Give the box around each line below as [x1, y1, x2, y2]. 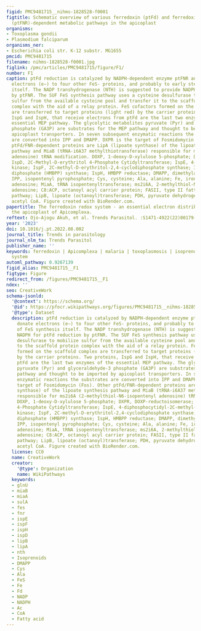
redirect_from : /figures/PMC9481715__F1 [6, 276, 109, 282]
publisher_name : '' [6, 243, 55, 249]
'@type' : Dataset [11, 310, 55, 316]
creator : [11, 460, 33, 466]
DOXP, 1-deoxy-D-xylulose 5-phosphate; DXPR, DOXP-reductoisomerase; [17, 399, 194, 405]
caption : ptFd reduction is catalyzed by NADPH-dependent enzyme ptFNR [6, 76, 188, 81]
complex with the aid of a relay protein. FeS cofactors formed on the [11, 103, 194, 110]
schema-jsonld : [6, 293, 44, 299]
